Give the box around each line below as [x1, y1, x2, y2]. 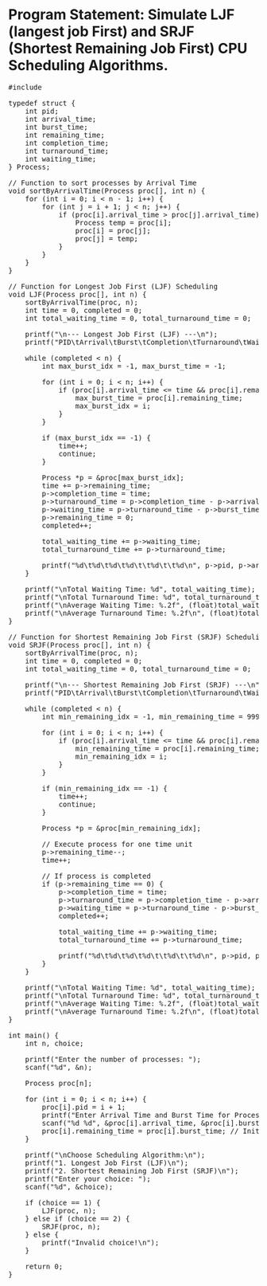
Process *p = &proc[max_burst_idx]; [41, 472, 185, 482]
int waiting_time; [25, 154, 97, 163]
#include [8, 82, 42, 92]
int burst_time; [25, 122, 89, 131]
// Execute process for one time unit [41, 839, 193, 849]
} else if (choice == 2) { [25, 1213, 130, 1223]
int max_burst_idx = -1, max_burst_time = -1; [41, 361, 226, 371]
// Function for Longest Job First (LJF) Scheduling [8, 281, 219, 291]
